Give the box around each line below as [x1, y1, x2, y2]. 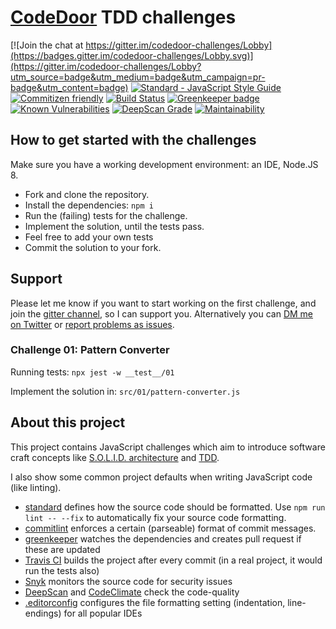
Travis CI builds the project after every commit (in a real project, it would [24, 554, 323, 566]
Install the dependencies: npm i [24, 199, 154, 211]
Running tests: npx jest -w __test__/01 [10, 366, 175, 378]
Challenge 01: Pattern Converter [10, 343, 170, 357]
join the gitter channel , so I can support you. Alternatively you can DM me [10, 307, 314, 320]
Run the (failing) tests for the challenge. [24, 209, 188, 221]
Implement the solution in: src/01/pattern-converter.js [10, 385, 241, 397]
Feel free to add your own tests [24, 231, 154, 243]
